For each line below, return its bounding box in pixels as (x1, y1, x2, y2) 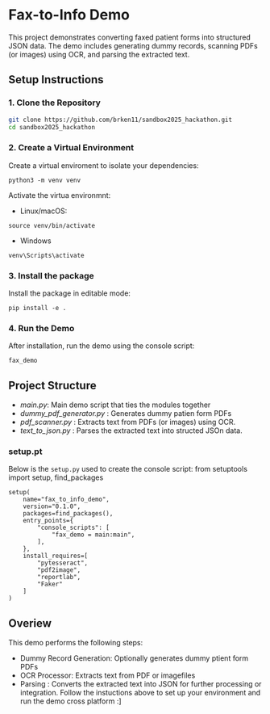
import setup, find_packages (8, 472, 104, 482)
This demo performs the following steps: (8, 638, 143, 648)
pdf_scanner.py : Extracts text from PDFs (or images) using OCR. (19, 418, 236, 427)
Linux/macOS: (19, 206, 68, 216)
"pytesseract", (37, 559, 89, 567)
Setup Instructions (8, 73, 104, 86)
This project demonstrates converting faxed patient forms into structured (8, 32, 251, 42)
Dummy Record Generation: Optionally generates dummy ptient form (19, 653, 249, 663)
